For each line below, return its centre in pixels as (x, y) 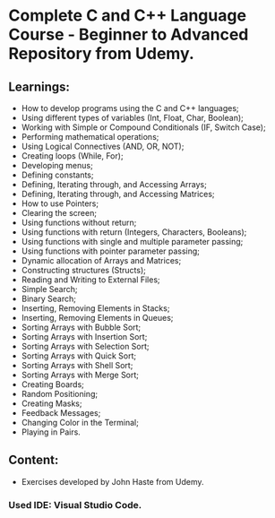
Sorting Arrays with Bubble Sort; (81, 327)
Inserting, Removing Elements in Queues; (97, 318)
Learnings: (39, 86)
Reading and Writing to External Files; (90, 280)
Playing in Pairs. (51, 432)
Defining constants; (57, 175)
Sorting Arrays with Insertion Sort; (84, 337)
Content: (34, 460)
